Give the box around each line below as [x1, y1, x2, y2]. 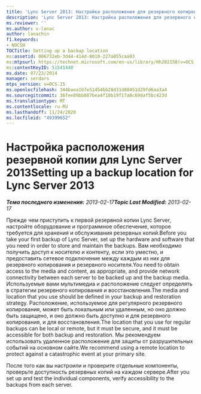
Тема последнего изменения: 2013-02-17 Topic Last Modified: [6, 198, 167, 206]
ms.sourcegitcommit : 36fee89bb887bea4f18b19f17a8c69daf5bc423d [6, 92, 167, 98]
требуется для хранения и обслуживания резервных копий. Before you [6, 229, 187, 237]
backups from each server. [6, 381, 73, 389]
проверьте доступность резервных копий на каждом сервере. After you [6, 368, 190, 375]
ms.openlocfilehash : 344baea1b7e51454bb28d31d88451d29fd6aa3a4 [6, 87, 167, 93]
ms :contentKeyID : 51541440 [6, 64, 74, 71]
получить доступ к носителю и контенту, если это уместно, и [6, 248, 163, 255]
